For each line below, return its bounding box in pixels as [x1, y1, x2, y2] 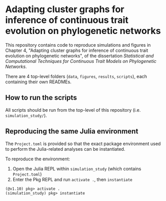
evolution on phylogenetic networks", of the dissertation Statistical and [5, 52, 154, 59]
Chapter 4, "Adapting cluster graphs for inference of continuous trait [5, 47, 148, 53]
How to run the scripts [5, 93, 77, 102]
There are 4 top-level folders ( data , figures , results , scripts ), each [5, 73, 147, 79]
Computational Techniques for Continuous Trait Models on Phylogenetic [5, 58, 157, 64]
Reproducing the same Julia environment [5, 127, 139, 136]
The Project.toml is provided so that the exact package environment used [5, 141, 161, 147]
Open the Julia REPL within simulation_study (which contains [12, 165, 141, 172]
